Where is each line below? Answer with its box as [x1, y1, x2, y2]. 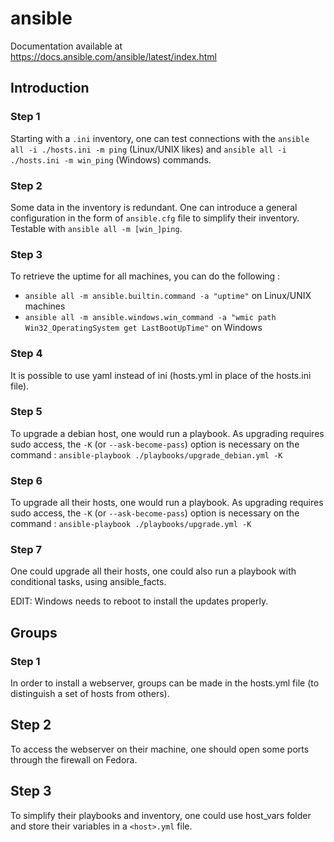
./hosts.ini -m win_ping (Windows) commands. [10, 153, 212, 166]
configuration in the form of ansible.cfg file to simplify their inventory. [10, 212, 300, 224]
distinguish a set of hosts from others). [10, 688, 170, 700]
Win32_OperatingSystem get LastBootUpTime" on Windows [24, 322, 263, 334]
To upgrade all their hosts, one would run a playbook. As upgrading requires [10, 497, 324, 509]
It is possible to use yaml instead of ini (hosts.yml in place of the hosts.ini [10, 369, 312, 381]
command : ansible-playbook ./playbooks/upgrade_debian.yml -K [10, 448, 283, 461]
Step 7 [10, 543, 42, 557]
